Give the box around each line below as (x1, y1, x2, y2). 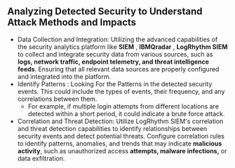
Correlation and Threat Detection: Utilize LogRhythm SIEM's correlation (17, 117, 224, 125)
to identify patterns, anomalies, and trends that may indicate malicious (17, 139, 222, 148)
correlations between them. (17, 94, 98, 103)
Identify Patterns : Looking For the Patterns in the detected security (17, 80, 213, 88)
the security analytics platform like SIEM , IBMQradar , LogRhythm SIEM (17, 42, 228, 51)
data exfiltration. (17, 154, 65, 162)
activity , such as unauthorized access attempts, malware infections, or (17, 146, 227, 155)
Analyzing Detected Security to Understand (7, 6, 203, 17)
